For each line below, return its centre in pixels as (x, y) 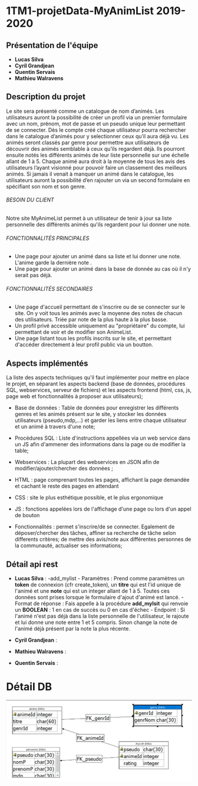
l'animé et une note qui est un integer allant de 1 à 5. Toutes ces (92, 591)
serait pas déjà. (33, 275)
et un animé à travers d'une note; (55, 427)
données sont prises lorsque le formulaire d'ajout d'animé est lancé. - (99, 597)
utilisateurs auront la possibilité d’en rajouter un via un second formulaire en (98, 180)
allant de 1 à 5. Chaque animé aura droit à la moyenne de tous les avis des (96, 161)
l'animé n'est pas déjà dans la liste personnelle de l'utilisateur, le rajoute (102, 616)
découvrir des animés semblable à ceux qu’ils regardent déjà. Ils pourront (95, 148)
